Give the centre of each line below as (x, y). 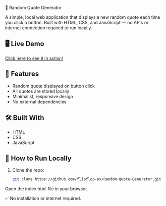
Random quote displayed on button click (54, 86)
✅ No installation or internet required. (43, 199)
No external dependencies (39, 102)
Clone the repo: (28, 170)
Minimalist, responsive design (43, 96)
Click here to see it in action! (34, 58)
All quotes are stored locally (41, 91)
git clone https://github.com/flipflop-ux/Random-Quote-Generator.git (87, 179)
